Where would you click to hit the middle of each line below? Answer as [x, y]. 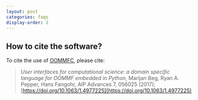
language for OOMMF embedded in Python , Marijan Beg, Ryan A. [100, 78]
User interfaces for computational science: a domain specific [95, 72]
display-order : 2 [27, 22]
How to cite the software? [54, 46]
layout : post [22, 11]
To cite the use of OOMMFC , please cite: [55, 61]
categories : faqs [27, 17]
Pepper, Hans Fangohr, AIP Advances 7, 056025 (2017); [88, 84]
